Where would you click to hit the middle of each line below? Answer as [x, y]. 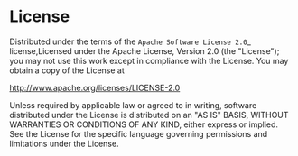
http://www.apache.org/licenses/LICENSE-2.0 [95, 87]
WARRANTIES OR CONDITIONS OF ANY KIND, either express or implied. [144, 124]
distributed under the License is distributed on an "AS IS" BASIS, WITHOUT [149, 115]
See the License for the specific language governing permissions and [139, 133]
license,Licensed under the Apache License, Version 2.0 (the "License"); [144, 50]
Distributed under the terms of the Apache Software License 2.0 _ [130, 41]
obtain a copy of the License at [67, 70]
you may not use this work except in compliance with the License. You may [149, 60]
